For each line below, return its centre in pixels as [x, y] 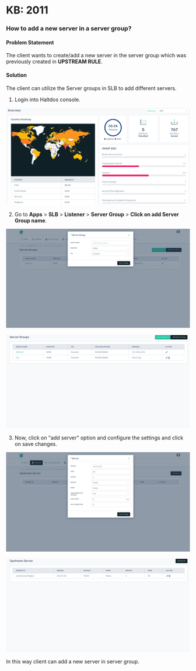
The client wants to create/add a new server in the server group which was [96, 56]
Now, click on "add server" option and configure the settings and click [99, 438]
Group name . [31, 221]
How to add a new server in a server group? [69, 29]
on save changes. [36, 444]
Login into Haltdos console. [47, 99]
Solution [17, 75]
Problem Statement [30, 42]
